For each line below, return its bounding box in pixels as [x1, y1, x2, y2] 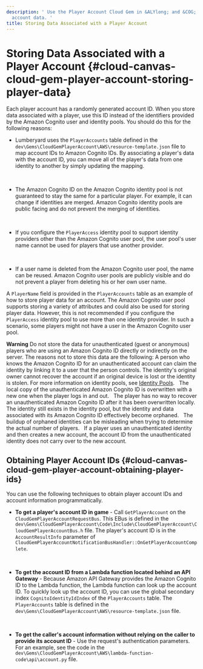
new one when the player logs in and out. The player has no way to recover [6, 392, 198, 400]
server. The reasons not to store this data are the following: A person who [6, 353, 190, 361]
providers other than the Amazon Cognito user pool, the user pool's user [15, 235, 197, 243]
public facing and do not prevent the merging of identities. [15, 205, 161, 213]
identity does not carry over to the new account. [6, 437, 127, 445]
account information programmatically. [6, 497, 103, 504]
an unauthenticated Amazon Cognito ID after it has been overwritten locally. [6, 399, 196, 406]
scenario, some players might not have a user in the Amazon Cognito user [6, 322, 191, 330]
